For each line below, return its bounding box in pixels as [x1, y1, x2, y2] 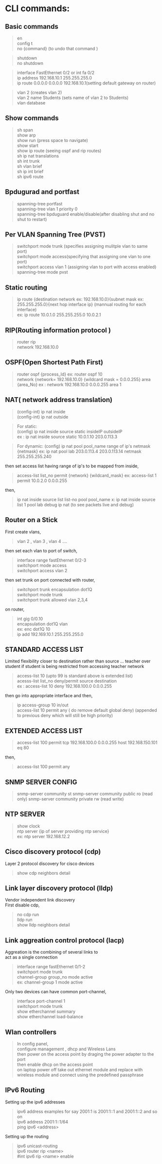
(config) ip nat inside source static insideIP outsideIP [17, 428, 123, 434]
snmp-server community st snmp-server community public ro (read [17, 791, 153, 797]
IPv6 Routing [5, 1086, 45, 1094]
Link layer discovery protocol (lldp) [5, 884, 113, 892]
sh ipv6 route [17, 174, 44, 180]
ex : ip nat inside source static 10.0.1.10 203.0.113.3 [17, 434, 118, 440]
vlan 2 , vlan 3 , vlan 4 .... [17, 538, 68, 544]
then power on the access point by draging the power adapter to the [17, 1051, 154, 1057]
